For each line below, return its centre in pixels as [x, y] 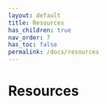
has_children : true [40, 30]
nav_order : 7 [29, 37]
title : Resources [36, 23]
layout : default [34, 15]
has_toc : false [33, 45]
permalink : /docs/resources [54, 52]
